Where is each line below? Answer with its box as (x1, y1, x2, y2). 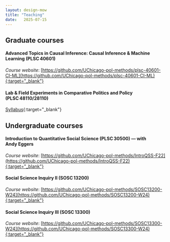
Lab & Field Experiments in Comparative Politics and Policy (5, 90, 133, 96)
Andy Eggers (5, 141, 34, 147)
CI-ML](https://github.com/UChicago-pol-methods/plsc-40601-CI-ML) (5, 72, 155, 78)
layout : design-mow (5, 7, 47, 13)
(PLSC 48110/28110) (5, 95, 49, 101)
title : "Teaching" (5, 12, 45, 17)
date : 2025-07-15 (5, 17, 47, 22)
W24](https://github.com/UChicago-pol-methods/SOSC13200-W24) (5, 191, 150, 197)
